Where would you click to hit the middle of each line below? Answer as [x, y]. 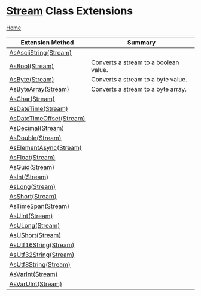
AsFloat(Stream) [32, 157]
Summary [141, 42]
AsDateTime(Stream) [39, 108]
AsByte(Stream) [32, 79]
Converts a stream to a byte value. [139, 79]
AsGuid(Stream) [32, 167]
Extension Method [47, 42]
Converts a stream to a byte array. [139, 89]
